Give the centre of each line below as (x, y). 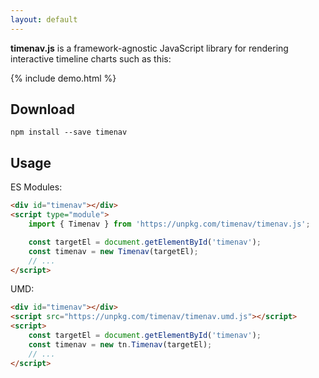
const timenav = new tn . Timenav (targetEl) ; (120, 344)
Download (42, 109)
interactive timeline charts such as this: (91, 58)
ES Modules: (36, 187)
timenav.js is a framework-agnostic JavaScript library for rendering (149, 48)
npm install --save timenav (69, 132)
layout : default (44, 19)
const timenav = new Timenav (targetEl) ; (113, 251)
